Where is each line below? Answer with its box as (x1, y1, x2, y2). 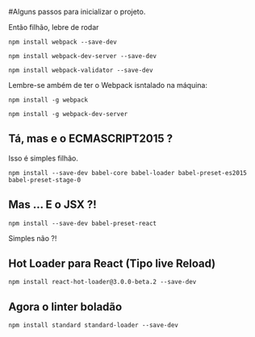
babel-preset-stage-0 (8, 176, 82, 184)
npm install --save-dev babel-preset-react (8, 219, 157, 227)
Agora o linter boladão (8, 300, 123, 314)
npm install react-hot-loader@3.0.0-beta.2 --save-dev (8, 278, 197, 286)
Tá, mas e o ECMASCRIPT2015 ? (8, 132, 173, 146)
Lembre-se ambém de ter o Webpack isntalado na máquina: (8, 81, 208, 89)
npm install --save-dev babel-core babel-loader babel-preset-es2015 (8, 168, 248, 177)
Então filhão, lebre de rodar (8, 23, 99, 31)
